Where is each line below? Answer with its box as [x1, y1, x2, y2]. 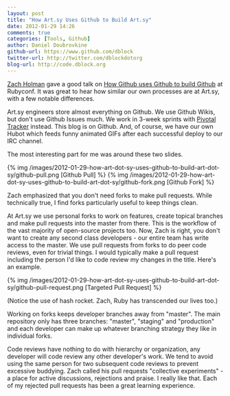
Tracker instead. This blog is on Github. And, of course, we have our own [7, 122, 214, 130]
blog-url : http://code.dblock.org [7, 61, 106, 68]
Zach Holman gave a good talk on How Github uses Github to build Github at [7, 79, 223, 88]
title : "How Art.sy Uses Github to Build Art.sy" [7, 16, 152, 23]
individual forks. [7, 332, 53, 340]
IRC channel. [7, 136, 43, 145]
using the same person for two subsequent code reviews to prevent [7, 359, 199, 367]
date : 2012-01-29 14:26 [7, 23, 76, 29]
